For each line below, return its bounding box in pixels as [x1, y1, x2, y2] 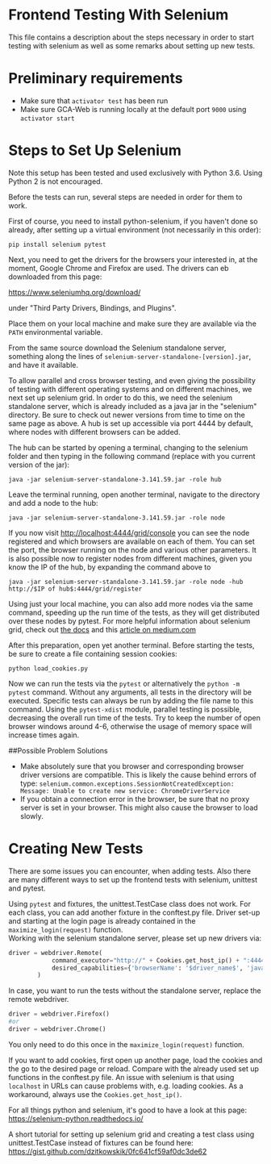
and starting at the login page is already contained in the [8, 916, 196, 925]
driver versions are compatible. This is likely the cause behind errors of [19, 770, 256, 779]
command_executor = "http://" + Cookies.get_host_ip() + [51, 956, 240, 965]
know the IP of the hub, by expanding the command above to [8, 562, 211, 572]
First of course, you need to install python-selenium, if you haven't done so [8, 216, 258, 226]
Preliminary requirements [8, 69, 183, 88]
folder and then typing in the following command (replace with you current [8, 451, 256, 461]
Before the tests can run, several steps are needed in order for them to [8, 192, 243, 202]
